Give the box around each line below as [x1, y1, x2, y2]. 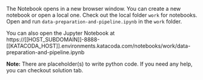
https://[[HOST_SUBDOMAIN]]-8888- [6, 36, 100, 43]
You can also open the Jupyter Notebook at [6, 29, 115, 37]
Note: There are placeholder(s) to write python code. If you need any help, [6, 60, 193, 67]
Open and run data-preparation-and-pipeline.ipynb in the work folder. [6, 18, 182, 25]
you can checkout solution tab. [6, 67, 84, 74]
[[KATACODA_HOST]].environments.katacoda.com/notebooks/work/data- [6, 42, 191, 49]
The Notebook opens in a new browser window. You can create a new [6, 5, 181, 12]
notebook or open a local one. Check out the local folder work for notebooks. [6, 11, 198, 19]
